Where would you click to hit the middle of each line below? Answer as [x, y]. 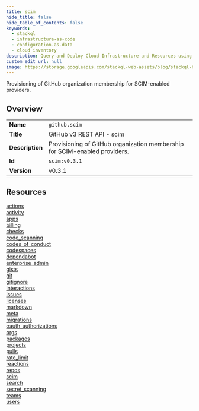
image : [14, 67]
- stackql [23, 34]
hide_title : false [29, 17]
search [15, 383]
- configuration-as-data [42, 45]
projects [16, 345]
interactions [21, 288]
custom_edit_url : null [34, 61]
